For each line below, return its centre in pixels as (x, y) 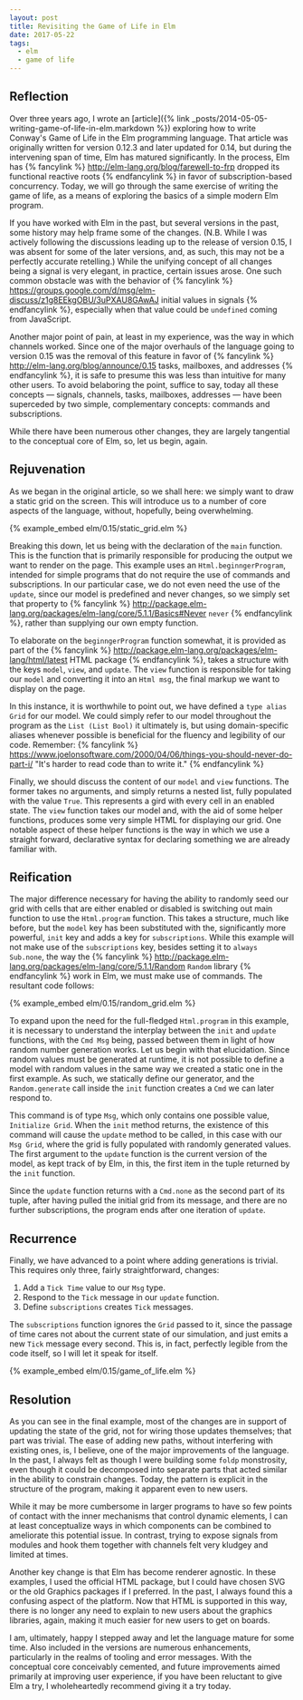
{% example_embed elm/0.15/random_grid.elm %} (103, 1004)
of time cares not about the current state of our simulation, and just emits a (149, 1335)
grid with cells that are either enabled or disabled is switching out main (141, 908)
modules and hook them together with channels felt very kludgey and (139, 1545)
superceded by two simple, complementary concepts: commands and (140, 403)
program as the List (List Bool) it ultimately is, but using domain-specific (149, 725)
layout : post (34, 18)
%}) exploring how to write (206, 128)
